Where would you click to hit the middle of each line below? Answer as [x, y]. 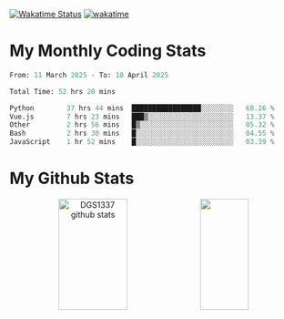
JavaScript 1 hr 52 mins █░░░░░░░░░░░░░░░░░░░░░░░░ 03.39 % [142, 142]
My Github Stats [72, 179]
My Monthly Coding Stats [108, 51]
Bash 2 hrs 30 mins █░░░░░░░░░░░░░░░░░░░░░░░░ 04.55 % [142, 134]
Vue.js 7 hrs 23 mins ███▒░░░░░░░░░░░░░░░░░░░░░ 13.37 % [142, 117]
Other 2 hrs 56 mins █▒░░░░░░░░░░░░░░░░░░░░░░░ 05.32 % [142, 125]
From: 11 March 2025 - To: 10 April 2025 [89, 75]
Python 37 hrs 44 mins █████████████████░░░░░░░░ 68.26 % [142, 108]
